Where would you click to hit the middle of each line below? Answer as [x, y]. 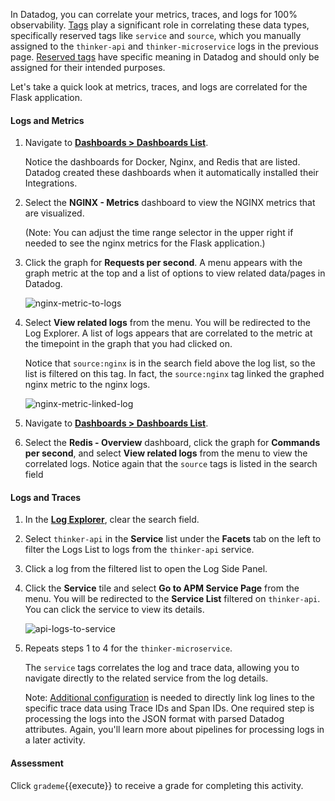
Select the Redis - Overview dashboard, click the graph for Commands [172, 443]
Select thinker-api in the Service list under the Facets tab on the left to [173, 539]
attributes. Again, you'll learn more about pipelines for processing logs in [174, 730]
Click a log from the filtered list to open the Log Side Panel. [146, 569]
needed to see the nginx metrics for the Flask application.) [145, 243]
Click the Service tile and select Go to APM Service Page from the [162, 588]
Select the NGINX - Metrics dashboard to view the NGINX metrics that [170, 203]
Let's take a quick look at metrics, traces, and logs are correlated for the [159, 87]
